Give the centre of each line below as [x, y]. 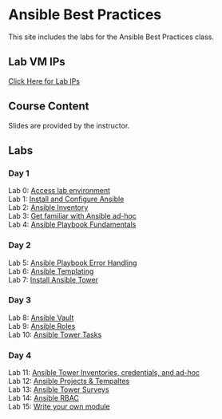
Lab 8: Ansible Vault [41, 318]
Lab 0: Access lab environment [59, 191]
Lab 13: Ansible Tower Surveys [59, 389]
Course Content [49, 107]
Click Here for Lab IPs [44, 81]
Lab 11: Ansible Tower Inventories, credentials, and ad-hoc [104, 373]
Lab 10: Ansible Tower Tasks [55, 334]
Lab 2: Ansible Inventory [48, 208]
